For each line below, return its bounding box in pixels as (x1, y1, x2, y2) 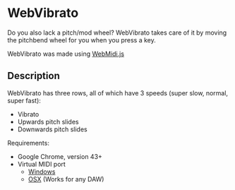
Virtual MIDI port (17, 160, 66, 168)
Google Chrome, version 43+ (17, 152, 102, 160)
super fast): (7, 96, 41, 105)
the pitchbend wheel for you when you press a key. (7, 35, 157, 44)
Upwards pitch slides (17, 117, 79, 126)
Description (7, 70, 60, 82)
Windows (28, 167, 56, 176)
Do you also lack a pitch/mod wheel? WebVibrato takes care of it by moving (7, 28, 227, 37)
